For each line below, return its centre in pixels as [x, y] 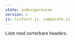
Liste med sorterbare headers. [36, 33]
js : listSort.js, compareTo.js [38, 19]
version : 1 [16, 14]
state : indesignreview [29, 10]
